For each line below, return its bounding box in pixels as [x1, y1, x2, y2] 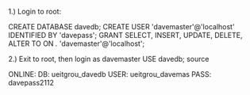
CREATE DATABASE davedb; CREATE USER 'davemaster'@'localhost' [8, 22, 236, 31]
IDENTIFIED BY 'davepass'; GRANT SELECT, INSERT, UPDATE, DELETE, [8, 31, 243, 40]
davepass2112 [8, 78, 54, 87]
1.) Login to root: [8, 7, 62, 16]
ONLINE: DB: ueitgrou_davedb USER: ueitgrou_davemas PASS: [8, 70, 212, 78]
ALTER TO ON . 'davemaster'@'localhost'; [8, 39, 145, 48]
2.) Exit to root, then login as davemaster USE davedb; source [8, 55, 210, 63]
